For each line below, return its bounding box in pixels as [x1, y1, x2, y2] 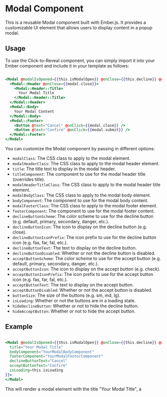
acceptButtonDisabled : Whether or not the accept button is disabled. [12, 287, 153, 293]
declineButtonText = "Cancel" [9, 358, 68, 364]
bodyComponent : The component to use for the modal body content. [12, 198, 149, 203]
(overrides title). [12, 177, 46, 182]
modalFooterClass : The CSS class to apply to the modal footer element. [12, 203, 158, 208]
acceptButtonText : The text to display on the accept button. [12, 282, 134, 288]
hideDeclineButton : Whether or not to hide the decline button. [12, 303, 139, 309]
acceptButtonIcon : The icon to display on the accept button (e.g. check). [12, 266, 161, 272]
